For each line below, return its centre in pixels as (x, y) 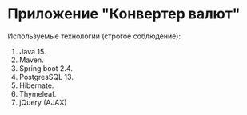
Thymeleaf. (38, 93)
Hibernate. (36, 85)
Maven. (32, 60)
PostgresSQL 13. (46, 77)
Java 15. (32, 51)
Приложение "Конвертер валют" (124, 14)
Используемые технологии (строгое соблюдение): (94, 36)
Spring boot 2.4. (46, 68)
